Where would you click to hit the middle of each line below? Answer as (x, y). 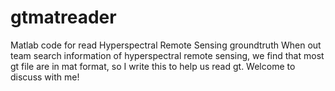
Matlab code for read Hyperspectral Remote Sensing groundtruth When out (166, 45)
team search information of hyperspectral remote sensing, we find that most (167, 55)
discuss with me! (45, 77)
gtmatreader (63, 17)
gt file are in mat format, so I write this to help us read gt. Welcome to (153, 66)
